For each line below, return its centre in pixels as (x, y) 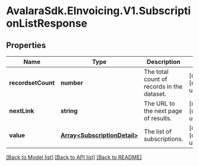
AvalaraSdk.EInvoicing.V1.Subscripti (99, 11)
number (72, 83)
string (69, 111)
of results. (158, 118)
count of (155, 79)
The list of (158, 131)
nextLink (22, 111)
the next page (163, 111)
